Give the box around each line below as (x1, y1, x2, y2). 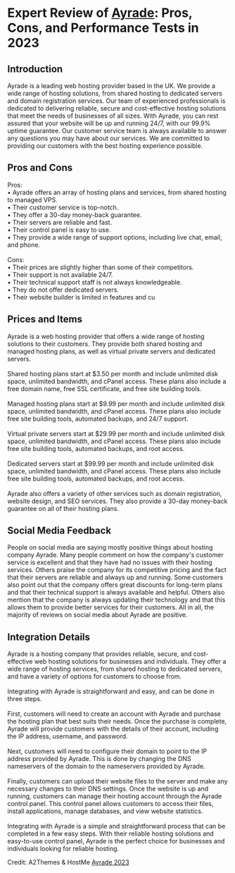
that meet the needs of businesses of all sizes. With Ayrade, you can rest (7, 111, 219, 120)
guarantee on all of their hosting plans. (7, 504, 120, 512)
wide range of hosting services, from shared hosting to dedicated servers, (7, 664, 223, 674)
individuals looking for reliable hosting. (7, 844, 120, 853)
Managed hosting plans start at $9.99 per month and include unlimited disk (7, 400, 225, 408)
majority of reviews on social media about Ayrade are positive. (7, 611, 188, 619)
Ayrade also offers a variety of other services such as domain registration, (7, 489, 222, 497)
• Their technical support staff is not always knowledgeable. (7, 278, 182, 286)
